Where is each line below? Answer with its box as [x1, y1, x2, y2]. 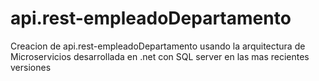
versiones [10, 61, 52, 73]
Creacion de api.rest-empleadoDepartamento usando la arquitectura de [10, 40, 306, 52]
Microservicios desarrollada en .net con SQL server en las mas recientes [10, 50, 310, 62]
